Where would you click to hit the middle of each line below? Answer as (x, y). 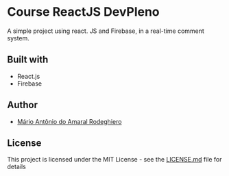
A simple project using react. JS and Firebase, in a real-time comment (106, 31)
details (16, 167)
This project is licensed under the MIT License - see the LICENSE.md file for (114, 160)
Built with (28, 60)
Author (22, 105)
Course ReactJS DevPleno (83, 12)
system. (18, 38)
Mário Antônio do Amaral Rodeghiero (69, 121)
